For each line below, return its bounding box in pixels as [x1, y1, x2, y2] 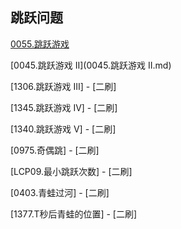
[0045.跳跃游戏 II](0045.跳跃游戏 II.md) [10, 59, 172, 71]
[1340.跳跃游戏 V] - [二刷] [10, 123, 117, 135]
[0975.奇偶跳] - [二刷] [10, 144, 100, 156]
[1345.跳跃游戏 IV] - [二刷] [10, 101, 118, 113]
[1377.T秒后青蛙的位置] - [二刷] [10, 208, 138, 220]
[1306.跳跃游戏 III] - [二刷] [10, 80, 117, 92]
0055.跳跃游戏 [10, 38, 70, 50]
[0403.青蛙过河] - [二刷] [10, 186, 110, 198]
